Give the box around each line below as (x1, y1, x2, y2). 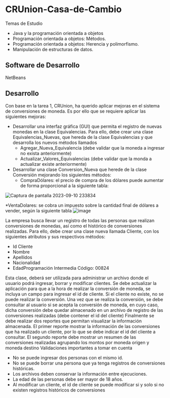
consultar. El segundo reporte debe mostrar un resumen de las (5, 334, 137, 340)
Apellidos (12, 254, 32, 260)
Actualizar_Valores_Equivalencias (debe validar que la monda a (20, 156, 152, 162)
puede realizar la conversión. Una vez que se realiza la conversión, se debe (5, 296, 163, 302)
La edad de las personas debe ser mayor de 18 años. (12, 376, 123, 382)
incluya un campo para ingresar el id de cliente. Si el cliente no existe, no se (5, 291, 164, 297)
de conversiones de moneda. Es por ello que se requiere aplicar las (5, 108, 146, 114)
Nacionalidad (12, 260, 41, 266)
